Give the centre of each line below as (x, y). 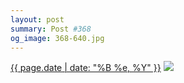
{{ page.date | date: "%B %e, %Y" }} (86, 68)
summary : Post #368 (51, 29)
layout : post (37, 19)
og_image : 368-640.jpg (57, 38)
